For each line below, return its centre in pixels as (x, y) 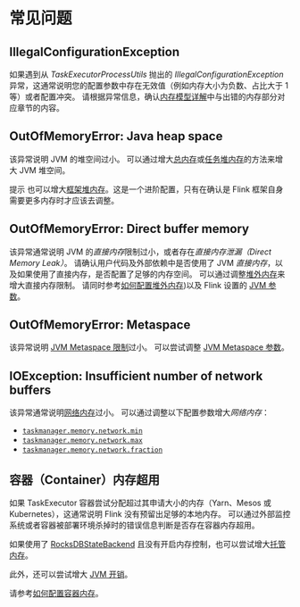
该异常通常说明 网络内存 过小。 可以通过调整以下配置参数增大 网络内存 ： (139, 412)
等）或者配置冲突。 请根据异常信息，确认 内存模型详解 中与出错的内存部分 (143, 96)
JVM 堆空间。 (45, 170)
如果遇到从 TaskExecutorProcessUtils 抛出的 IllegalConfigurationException (146, 74)
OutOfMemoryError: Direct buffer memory (129, 229)
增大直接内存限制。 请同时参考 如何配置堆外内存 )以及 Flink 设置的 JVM (138, 285)
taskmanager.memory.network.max (82, 441)
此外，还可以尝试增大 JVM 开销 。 (71, 574)
